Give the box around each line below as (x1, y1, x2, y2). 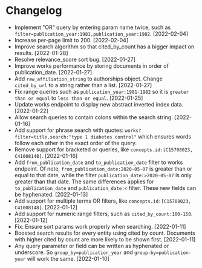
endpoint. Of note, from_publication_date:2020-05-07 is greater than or (14, 165, 193, 172)
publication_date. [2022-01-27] (14, 68, 93, 76)
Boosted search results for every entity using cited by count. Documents (14, 229, 195, 237)
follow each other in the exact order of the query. (14, 139, 137, 146)
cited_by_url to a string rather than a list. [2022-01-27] (14, 81, 152, 88)
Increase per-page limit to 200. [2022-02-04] (14, 36, 128, 44)
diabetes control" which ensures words (90, 132, 192, 140)
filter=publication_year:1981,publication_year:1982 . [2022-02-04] (14, 30, 189, 37)
